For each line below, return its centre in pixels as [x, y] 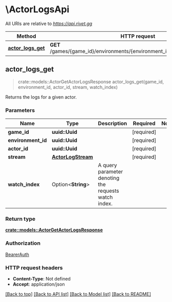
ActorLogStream [72, 157]
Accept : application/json [39, 284]
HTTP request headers [34, 268]
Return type [20, 219]
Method [26, 36]
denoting [109, 178]
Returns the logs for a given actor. [41, 97]
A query [107, 166]
